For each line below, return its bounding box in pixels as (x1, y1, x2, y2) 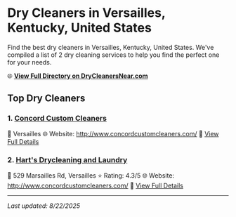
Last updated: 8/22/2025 (7, 202, 81, 210)
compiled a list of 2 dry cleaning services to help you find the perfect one (7, 51, 220, 59)
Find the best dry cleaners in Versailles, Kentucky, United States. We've (7, 43, 214, 51)
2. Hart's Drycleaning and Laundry (7, 154, 128, 164)
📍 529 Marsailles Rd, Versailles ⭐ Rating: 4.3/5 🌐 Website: (7, 171, 174, 180)
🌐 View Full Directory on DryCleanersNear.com (7, 72, 149, 80)
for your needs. (7, 58, 52, 66)
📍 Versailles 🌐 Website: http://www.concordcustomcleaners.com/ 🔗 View (7, 129, 219, 138)
